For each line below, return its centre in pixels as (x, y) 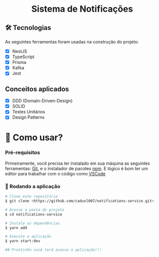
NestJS (20, 51)
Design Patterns (28, 117)
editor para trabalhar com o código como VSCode (56, 173)
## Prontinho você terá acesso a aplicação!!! (53, 250)
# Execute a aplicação (28, 236)
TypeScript (23, 57)
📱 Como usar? (34, 137)
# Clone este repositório (31, 196)
